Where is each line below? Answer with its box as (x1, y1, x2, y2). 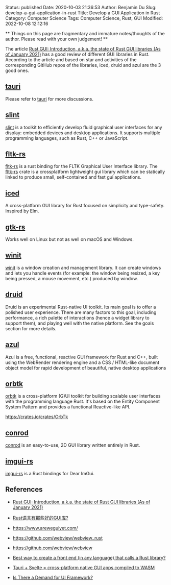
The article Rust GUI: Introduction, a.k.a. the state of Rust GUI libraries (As (5, 46, 161, 52)
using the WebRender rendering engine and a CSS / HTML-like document (5, 359, 160, 365)
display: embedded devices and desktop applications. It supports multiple (5, 130, 161, 136)
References (5, 485, 43, 494)
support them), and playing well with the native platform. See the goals (5, 320, 154, 326)
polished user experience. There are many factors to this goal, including (5, 309, 157, 315)
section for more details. (5, 325, 57, 331)
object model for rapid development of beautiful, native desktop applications (5, 364, 166, 371)
